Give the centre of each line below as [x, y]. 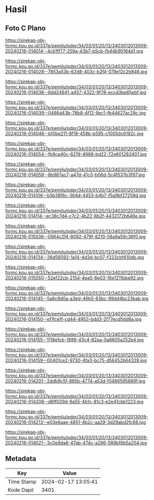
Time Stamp [22, 482]
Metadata [21, 459]
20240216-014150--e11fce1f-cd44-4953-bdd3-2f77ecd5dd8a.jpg [73, 319]
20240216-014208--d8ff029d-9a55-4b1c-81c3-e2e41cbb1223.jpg [74, 402]
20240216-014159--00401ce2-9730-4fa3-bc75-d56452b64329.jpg [76, 360]
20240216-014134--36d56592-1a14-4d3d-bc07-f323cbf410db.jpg [75, 257]
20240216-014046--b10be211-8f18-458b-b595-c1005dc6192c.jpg [74, 134]
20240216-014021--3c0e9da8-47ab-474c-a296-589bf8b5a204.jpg [76, 443]
